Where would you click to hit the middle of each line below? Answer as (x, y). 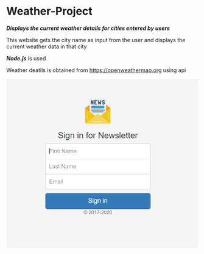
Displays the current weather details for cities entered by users (88, 28)
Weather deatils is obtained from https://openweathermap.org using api (96, 70)
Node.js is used (26, 58)
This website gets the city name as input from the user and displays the (96, 40)
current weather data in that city (47, 46)
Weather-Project (49, 11)
